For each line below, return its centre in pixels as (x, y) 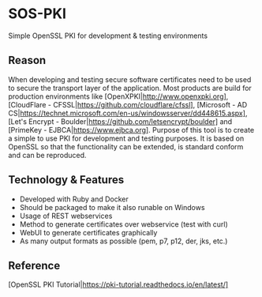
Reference (34, 265)
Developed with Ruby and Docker (74, 199)
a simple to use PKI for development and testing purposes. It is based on (126, 138)
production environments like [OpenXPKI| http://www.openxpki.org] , (118, 96)
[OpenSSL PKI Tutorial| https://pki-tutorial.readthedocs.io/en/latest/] (118, 284)
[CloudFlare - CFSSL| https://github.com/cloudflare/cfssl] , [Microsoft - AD (128, 104)
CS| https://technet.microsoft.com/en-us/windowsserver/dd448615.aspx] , (128, 113)
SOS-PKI (37, 14)
